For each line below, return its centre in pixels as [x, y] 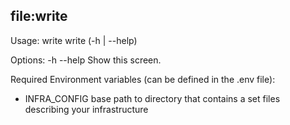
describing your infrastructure [86, 109]
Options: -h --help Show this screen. [86, 60]
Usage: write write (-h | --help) [74, 40]
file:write [39, 16]
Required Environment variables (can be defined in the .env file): [143, 79]
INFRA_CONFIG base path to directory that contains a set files [152, 98]
